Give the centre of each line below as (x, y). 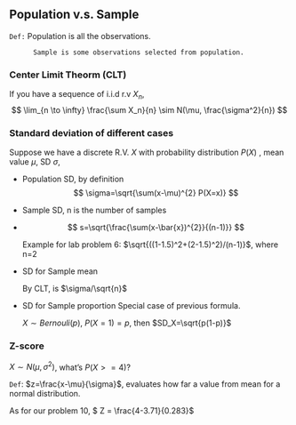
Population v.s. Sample (74, 15)
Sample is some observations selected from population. (138, 52)
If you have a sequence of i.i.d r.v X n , (77, 95)
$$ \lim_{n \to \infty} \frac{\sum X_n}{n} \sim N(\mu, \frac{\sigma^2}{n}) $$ (149, 109)
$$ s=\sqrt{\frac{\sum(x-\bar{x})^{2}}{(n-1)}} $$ (156, 228)
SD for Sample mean (60, 271)
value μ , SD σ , (35, 162)
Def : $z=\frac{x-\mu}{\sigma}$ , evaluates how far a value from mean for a (145, 384)
